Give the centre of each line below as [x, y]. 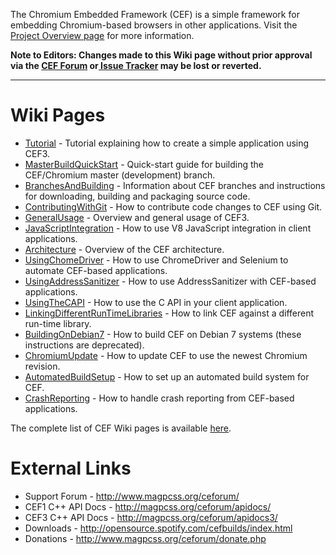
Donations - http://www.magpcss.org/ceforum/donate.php [145, 538]
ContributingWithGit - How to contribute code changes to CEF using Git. [173, 206]
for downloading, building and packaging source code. [137, 196]
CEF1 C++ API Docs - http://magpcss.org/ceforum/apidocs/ [148, 506]
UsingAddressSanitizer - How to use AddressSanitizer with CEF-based [170, 281]
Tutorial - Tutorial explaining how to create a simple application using [167, 143]
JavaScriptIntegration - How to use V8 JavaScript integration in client [168, 228]
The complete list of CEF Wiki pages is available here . [121, 428]
